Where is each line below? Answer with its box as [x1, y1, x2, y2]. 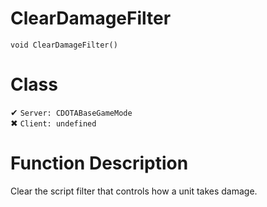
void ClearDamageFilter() [10, 40, 118, 50]
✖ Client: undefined [10, 117, 97, 129]
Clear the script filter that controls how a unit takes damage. [10, 185, 258, 197]
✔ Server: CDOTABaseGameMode [10, 106, 133, 118]
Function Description [10, 152, 189, 175]
